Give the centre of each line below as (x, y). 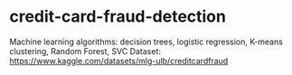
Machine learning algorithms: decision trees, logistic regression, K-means (146, 42)
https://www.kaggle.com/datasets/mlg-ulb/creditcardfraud (119, 61)
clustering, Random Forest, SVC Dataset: (85, 51)
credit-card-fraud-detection (118, 17)
